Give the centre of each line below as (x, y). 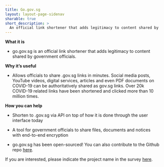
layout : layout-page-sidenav (35, 14)
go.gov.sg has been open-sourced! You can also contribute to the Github (86, 144)
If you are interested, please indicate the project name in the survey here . (79, 159)
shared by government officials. (44, 56)
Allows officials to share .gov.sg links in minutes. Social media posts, (81, 75)
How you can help (24, 106)
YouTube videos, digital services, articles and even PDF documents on (83, 81)
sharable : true (21, 19)
